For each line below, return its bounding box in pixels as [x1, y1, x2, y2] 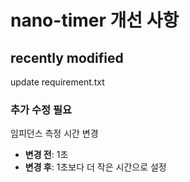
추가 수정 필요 [10, 102, 73, 116]
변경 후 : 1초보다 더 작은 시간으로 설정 [24, 161, 167, 173]
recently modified [10, 49, 124, 66]
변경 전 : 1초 [24, 149, 69, 161]
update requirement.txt [10, 76, 105, 88]
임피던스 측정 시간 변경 [10, 127, 99, 140]
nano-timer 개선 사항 [10, 9, 180, 32]
